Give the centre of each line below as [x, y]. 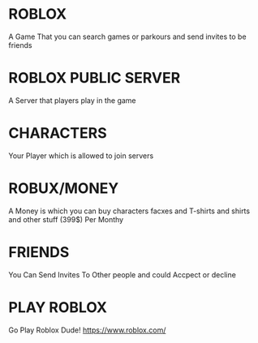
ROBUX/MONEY [64, 188]
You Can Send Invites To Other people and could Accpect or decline [123, 274]
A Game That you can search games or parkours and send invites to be [127, 36]
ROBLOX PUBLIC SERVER [95, 78]
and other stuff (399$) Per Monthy [66, 219]
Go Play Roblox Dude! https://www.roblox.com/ [87, 330]
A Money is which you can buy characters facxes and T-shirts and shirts [129, 211]
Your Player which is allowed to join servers [81, 156]
